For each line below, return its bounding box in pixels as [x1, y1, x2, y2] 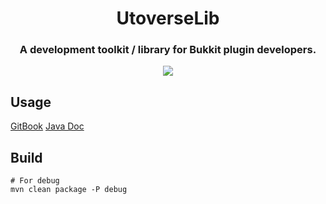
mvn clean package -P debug [10, 185, 128, 195]
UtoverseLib [116, 7, 220, 30]
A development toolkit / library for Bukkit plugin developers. [19, 43, 317, 57]
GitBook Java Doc [10, 120, 85, 132]
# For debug [10, 176, 60, 186]
